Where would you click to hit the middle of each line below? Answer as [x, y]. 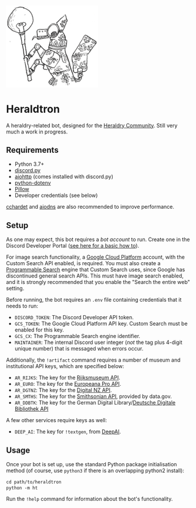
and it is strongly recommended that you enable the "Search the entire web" [98, 282]
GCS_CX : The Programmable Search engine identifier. [77, 336]
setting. [15, 288]
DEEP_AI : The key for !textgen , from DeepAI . [68, 432]
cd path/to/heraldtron [34, 482]
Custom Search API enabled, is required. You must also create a [83, 263]
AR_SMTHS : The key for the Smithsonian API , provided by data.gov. [93, 396]
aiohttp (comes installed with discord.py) [64, 177]
